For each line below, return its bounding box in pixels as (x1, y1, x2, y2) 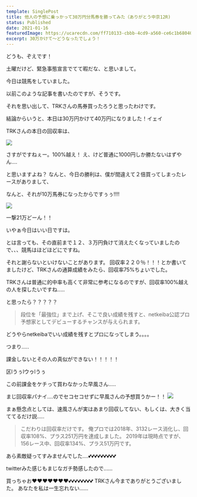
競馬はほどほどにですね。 (21, 246, 83, 253)
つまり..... (6, 343, 29, 350)
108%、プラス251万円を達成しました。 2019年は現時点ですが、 (30, 432, 184, 439)
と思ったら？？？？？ (6, 299, 57, 305)
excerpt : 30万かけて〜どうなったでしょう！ (6, 36, 101, 42)
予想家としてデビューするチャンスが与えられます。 (20, 318, 144, 325)
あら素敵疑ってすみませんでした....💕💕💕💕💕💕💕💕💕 (6, 452, 116, 459)
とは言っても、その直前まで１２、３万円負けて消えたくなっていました (6, 239, 175, 246)
